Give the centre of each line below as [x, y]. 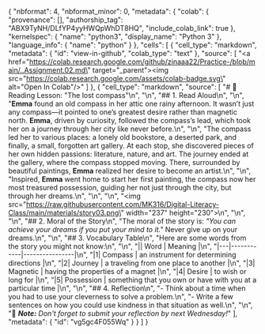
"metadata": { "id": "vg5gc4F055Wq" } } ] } [78, 322]
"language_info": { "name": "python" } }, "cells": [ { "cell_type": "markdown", [132, 45]
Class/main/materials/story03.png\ [64, 213]
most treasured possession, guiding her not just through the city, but [120, 188]
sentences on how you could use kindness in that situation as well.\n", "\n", [131, 305]
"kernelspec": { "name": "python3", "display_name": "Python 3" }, [115, 36]
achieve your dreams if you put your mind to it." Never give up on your [123, 229]
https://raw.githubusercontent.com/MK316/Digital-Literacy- [123, 204]
